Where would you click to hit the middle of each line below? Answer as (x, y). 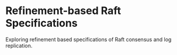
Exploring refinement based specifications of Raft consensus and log (88, 39)
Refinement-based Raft (63, 11)
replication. (19, 46)
